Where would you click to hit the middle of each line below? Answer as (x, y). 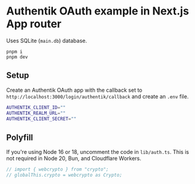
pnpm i (14, 52)
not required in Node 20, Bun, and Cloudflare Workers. (74, 159)
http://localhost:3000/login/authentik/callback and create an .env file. (97, 96)
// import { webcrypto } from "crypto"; (58, 170)
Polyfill (20, 137)
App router (34, 24)
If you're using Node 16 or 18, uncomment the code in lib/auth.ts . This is (98, 152)
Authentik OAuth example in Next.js (98, 11)
